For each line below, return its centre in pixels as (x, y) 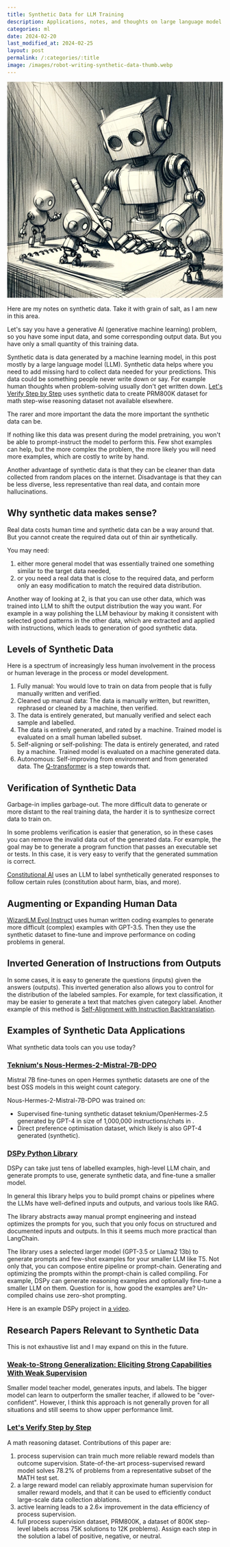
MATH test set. (38, 1478)
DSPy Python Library (42, 1153)
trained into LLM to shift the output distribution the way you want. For (105, 606)
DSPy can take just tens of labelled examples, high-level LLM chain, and (109, 1168)
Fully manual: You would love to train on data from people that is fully (114, 686)
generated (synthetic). (48, 1135)
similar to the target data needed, (64, 571)
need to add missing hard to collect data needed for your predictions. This (112, 371)
